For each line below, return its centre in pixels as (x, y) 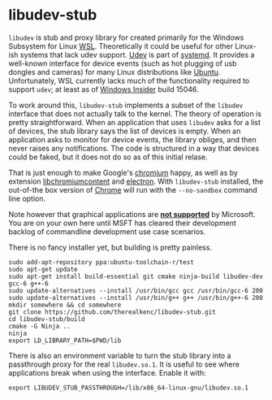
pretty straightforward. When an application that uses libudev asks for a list (135, 122)
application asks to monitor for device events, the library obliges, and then (133, 139)
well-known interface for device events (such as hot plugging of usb (123, 63)
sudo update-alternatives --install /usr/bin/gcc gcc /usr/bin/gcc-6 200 (136, 290)
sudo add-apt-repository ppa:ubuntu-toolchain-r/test (101, 262)
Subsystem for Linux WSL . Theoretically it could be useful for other (121, 46)
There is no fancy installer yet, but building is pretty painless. (110, 247)
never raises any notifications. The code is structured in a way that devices (134, 148)
